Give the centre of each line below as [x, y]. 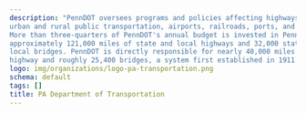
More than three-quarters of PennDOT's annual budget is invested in [144, 35]
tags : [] [26, 86]
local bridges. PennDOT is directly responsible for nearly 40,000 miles [153, 52]
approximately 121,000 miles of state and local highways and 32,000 [144, 43]
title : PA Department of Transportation [87, 94]
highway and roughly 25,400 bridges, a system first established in [142, 60]
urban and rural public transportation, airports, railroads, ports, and [153, 26]
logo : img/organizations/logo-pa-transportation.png [112, 69]
